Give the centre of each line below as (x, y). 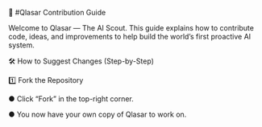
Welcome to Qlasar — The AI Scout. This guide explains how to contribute (131, 28)
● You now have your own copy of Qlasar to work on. (98, 114)
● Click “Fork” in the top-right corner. (71, 99)
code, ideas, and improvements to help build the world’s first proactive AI (130, 37)
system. (21, 45)
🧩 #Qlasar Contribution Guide (57, 12)
